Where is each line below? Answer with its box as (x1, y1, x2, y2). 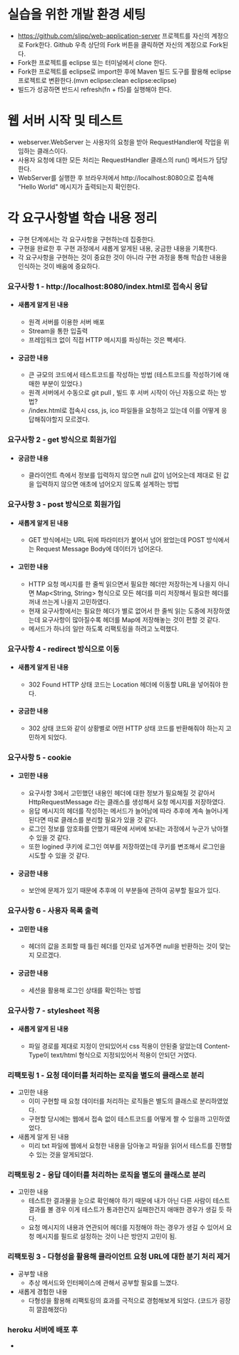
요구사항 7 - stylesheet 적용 (7, 1005, 101, 1015)
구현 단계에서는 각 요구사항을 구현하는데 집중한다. (17, 235, 156, 244)
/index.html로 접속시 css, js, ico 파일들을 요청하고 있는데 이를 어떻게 (28, 406, 220, 415)
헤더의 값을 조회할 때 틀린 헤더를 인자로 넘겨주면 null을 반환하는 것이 (28, 942, 218, 951)
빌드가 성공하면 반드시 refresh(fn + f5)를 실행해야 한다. (17, 85, 173, 94)
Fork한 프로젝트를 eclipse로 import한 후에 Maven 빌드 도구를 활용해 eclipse (17, 67, 232, 76)
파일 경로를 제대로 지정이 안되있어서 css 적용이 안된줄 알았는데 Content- (28, 1041, 230, 1050)
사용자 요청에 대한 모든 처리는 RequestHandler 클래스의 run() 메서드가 (17, 155, 215, 164)
